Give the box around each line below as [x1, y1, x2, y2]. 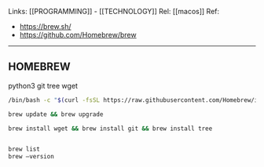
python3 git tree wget [8, 81, 79, 90]
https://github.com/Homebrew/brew [19, 31, 137, 39]
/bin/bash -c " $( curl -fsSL [8, 96, 101, 104]
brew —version [8, 153, 55, 161]
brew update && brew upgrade [8, 110, 104, 118]
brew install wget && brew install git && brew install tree [8, 125, 213, 133]
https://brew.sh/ [19, 22, 72, 31]
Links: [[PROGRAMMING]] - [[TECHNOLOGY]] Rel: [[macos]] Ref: [8, 7, 220, 16]
